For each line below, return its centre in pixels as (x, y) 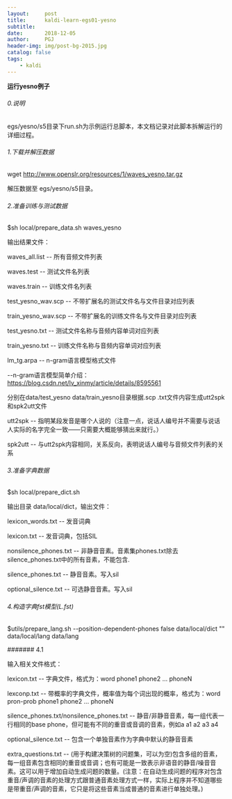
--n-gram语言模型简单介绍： (48, 375)
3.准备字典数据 (28, 470)
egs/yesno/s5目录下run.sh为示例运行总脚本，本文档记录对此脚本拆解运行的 (115, 126)
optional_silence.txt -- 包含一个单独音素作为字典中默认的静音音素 (100, 739)
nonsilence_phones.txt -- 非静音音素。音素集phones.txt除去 (93, 551)
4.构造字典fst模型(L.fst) (41, 607)
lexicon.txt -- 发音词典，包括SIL (52, 536)
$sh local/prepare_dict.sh (43, 492)
